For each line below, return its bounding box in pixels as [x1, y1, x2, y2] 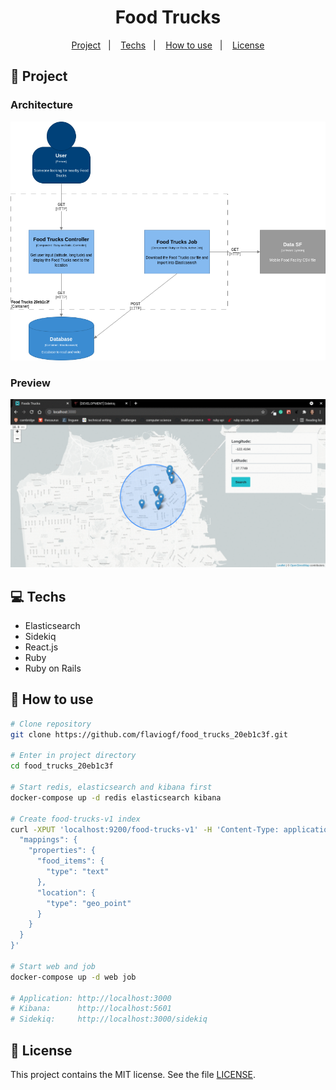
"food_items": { [36, 856, 105, 866]
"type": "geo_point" [46, 898, 132, 908]
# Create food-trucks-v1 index [10, 814, 141, 824]
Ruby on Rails [24, 662, 82, 674]
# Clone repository [10, 719, 92, 729]
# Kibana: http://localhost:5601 [10, 1004, 172, 1014]
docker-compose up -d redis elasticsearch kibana [10, 792, 222, 803]
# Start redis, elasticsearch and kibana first [10, 782, 213, 793]
